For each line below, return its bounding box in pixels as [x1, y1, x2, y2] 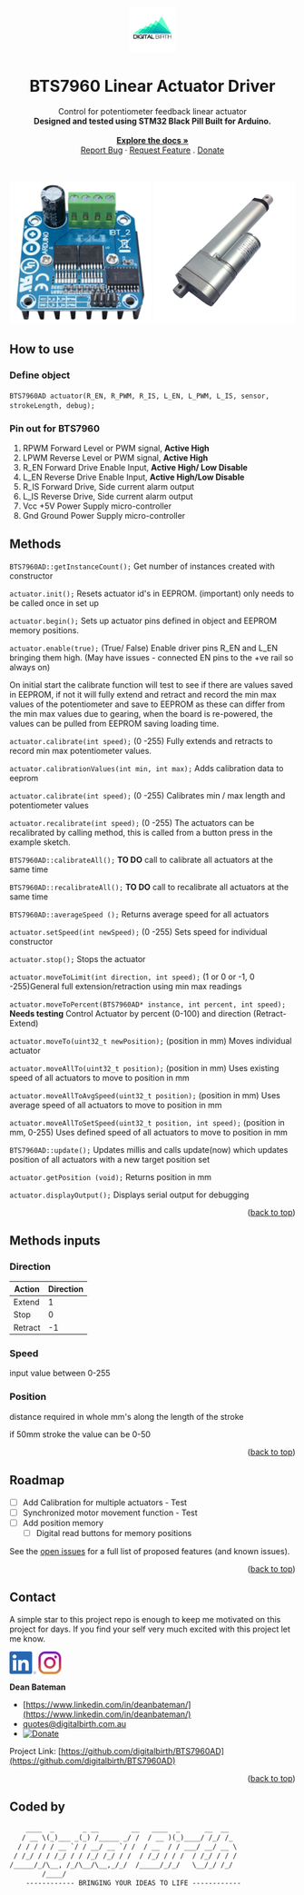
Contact [9, 1590, 56, 1605]
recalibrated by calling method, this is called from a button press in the [9, 827, 274, 838]
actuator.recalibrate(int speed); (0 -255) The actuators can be [9, 817, 255, 828]
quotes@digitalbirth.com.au [22, 1718, 127, 1729]
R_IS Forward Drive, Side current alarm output [22, 481, 195, 491]
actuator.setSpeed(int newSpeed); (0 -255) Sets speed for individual [9, 926, 268, 937]
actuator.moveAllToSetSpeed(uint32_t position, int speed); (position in [9, 1116, 286, 1127]
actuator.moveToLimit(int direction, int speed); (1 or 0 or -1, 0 [9, 971, 256, 982]
